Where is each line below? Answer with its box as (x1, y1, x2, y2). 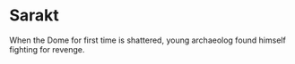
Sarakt (9, 5, 60, 26)
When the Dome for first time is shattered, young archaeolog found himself (9, 35, 287, 45)
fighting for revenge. (9, 44, 85, 54)
